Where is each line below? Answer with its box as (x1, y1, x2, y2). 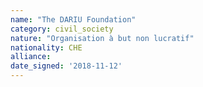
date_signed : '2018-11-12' (10, 61, 123, 71)
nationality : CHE (10, 42, 83, 53)
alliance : (10, 52, 52, 62)
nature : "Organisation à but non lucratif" (10, 33, 195, 43)
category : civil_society (10, 24, 114, 34)
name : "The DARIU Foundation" (10, 14, 137, 25)
